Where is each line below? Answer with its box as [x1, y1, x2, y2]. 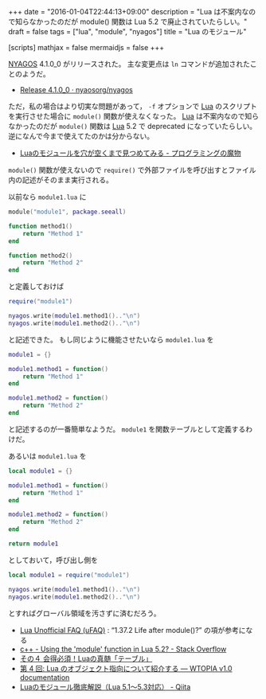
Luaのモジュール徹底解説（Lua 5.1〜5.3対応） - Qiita [19, 681, 191, 691]
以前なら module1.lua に [8, 192, 87, 201]
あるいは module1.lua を [8, 451, 87, 460]
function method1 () [8, 222, 73, 230]
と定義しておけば [8, 282, 65, 291]
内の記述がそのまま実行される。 [8, 175, 113, 185]
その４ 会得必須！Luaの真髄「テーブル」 [19, 654, 153, 663]
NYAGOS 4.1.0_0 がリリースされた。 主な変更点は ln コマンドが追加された [8, 59, 251, 68]
